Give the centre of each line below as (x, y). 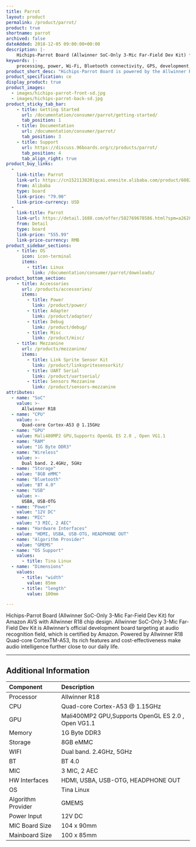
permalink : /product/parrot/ (41, 22)
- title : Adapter (48, 311)
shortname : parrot (28, 33)
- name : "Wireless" (35, 452)
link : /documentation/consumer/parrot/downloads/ (94, 273)
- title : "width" (43, 577)
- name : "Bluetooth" (36, 480)
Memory (20, 733)
